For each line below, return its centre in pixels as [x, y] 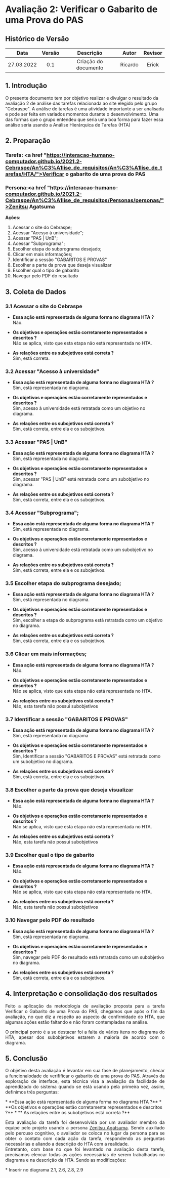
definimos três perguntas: [32, 1092]
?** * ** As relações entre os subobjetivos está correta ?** [68, 1113]
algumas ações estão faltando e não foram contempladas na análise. [77, 1022]
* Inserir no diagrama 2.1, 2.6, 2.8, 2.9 [44, 1170]
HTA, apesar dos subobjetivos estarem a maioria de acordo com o [85, 1037]
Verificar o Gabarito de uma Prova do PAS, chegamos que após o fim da [85, 1011]
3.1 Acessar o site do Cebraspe [44, 306]
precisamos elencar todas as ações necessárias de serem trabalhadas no [85, 1155]
